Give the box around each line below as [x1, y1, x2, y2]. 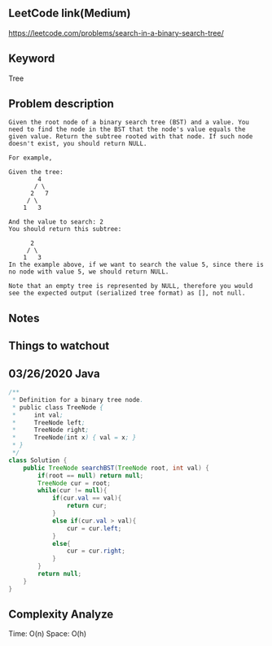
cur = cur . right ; [66, 547, 126, 556]
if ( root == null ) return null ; [37, 471, 144, 479]
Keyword [8, 52, 55, 66]
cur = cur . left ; [66, 524, 122, 532]
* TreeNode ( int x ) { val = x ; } [11, 434, 137, 442]
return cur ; [66, 502, 107, 510]
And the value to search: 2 [8, 218, 104, 226]
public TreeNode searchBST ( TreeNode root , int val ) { [23, 464, 209, 472]
